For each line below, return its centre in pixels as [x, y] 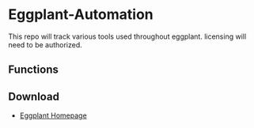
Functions [34, 70]
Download [34, 96]
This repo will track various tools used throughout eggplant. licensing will [127, 36]
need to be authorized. [45, 44]
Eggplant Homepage [53, 115]
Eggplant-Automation [81, 15]
